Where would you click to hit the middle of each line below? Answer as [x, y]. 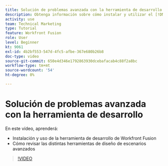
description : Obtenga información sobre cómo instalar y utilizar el [79, 14]
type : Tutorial [21, 28]
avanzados [24, 148]
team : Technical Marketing [33, 24]
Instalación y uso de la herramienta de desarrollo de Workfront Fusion [84, 138]
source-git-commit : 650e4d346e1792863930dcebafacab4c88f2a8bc [71, 61]
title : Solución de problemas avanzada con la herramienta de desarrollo [84, 10]
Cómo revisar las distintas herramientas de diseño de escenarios [79, 143]
